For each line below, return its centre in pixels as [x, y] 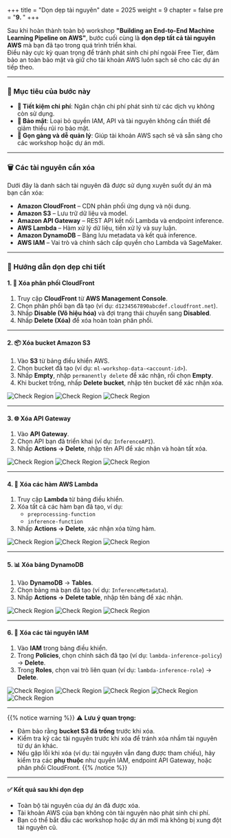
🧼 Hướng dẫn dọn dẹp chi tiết [56, 266]
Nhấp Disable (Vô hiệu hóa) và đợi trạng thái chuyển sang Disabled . [114, 313]
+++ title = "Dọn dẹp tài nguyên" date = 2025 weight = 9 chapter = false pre [115, 10]
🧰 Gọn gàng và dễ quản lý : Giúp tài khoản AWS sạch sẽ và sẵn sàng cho [120, 136]
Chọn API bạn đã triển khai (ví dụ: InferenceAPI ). [86, 441]
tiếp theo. [21, 67]
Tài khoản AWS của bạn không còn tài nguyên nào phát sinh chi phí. [113, 813]
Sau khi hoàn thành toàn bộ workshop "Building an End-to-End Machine [111, 31]
